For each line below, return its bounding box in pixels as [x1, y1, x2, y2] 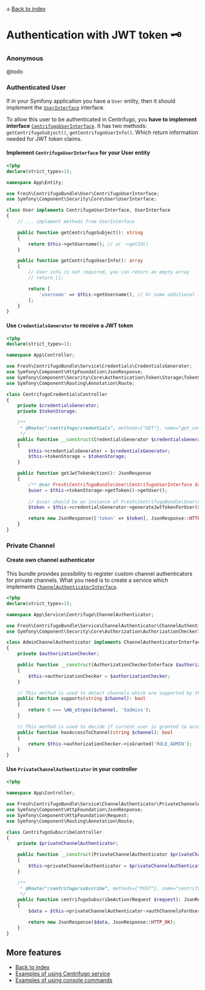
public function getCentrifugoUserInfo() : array [17, 258, 143, 264]
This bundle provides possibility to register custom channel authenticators [6, 570, 193, 578]
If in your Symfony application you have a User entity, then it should [6, 97, 176, 105]
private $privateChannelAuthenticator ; [17, 841, 119, 847]
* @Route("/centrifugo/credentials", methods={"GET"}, [20, 425, 163, 431]
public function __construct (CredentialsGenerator [17, 436, 149, 442]
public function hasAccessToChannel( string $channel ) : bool [17, 729, 173, 735]
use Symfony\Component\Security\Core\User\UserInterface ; [6, 196, 157, 203]
